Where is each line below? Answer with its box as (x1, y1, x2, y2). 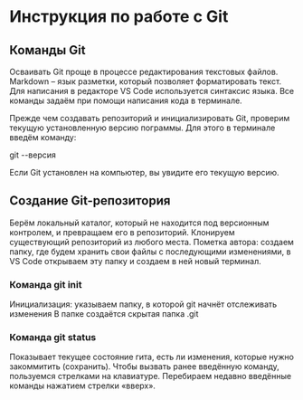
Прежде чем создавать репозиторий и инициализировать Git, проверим (9, 113, 290, 123)
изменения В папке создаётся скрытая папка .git (9, 309, 199, 319)
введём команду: (9, 132, 77, 142)
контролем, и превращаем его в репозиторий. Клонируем (9, 226, 235, 237)
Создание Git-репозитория (9, 193, 171, 209)
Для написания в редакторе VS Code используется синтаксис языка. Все (9, 86, 295, 96)
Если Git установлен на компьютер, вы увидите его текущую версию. (9, 167, 279, 177)
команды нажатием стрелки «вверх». (9, 380, 156, 391)
